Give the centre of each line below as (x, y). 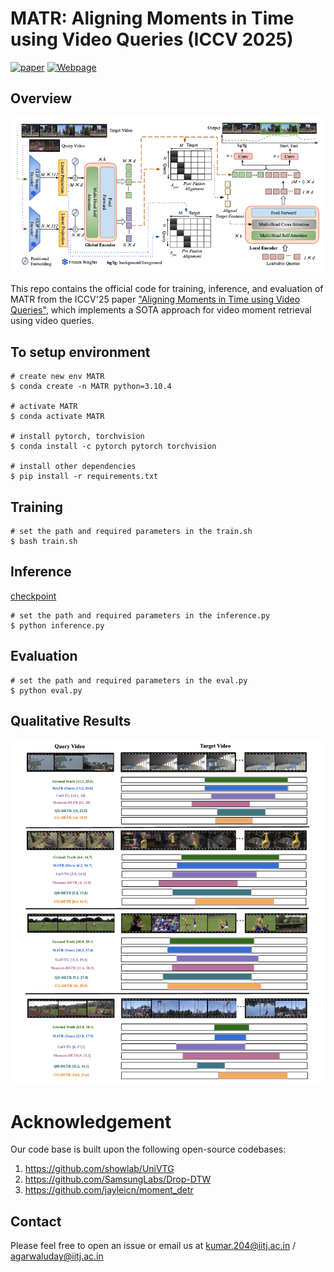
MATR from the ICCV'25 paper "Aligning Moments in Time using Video (155, 299)
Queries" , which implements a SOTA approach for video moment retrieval (161, 310)
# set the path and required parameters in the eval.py (129, 680)
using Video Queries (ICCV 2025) (152, 39)
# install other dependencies (73, 467)
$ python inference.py (57, 625)
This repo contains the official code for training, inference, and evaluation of (167, 289)
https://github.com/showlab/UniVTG (99, 1169)
